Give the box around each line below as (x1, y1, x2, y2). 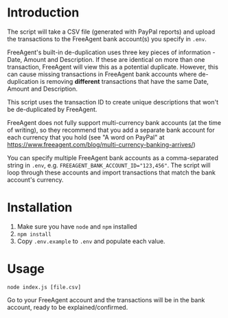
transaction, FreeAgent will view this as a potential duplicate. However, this (7, 63, 218, 71)
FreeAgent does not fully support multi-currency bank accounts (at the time (7, 118, 222, 126)
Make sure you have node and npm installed (16, 222, 137, 231)
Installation (7, 200, 73, 216)
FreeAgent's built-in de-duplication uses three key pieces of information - (7, 48, 216, 56)
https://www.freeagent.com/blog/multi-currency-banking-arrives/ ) (7, 140, 196, 148)
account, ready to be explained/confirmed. (7, 303, 128, 311)
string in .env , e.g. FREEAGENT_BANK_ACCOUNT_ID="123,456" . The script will (7, 161, 211, 169)
